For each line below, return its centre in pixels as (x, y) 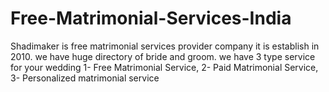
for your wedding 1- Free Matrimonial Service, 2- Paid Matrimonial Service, (164, 67)
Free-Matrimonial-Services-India (151, 18)
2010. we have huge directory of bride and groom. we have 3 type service (163, 56)
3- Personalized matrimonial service (85, 78)
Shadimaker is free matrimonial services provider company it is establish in (165, 46)
